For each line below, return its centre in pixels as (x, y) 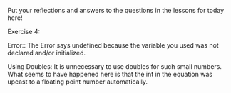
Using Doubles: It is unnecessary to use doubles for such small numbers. (115, 66)
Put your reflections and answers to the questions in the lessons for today (116, 10)
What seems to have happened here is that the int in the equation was (110, 74)
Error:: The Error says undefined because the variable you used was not (113, 45)
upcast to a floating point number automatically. (78, 82)
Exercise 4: (24, 32)
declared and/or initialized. (47, 53)
